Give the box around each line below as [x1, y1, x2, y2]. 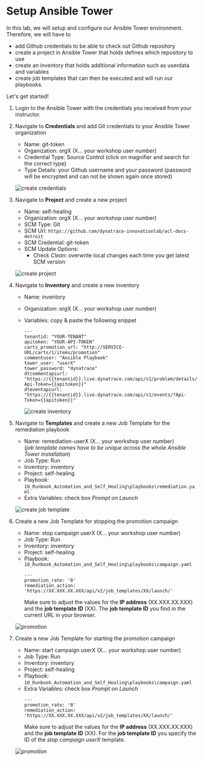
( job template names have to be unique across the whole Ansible [24, 444, 186, 451]
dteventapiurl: [24, 386, 62, 392]
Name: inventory [24, 293, 66, 300]
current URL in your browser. [24, 611, 96, 618]
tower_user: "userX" [24, 360, 76, 366]
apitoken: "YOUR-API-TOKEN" [24, 338, 95, 345]
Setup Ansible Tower [6, 4, 113, 18]
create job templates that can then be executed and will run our [14, 74, 173, 82]
